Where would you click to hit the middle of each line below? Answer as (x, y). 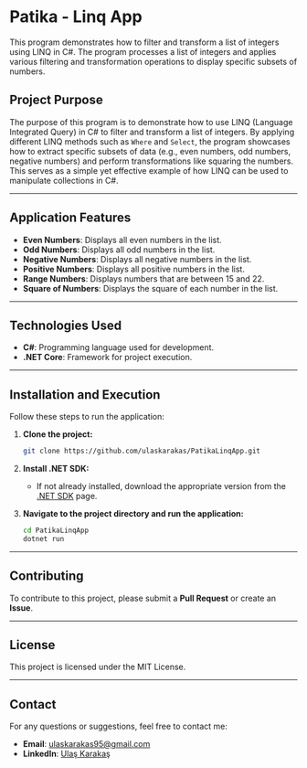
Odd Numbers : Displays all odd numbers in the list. (119, 250)
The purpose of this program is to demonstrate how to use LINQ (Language (151, 122)
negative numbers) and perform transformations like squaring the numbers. (152, 161)
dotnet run (43, 539)
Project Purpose (56, 100)
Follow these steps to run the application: (87, 417)
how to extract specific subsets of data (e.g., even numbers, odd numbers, (150, 151)
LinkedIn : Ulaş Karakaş (67, 754)
